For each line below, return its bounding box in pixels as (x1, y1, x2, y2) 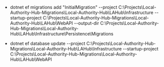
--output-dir (74, 20, 99, 26)
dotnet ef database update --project (10, 40, 86, 46)
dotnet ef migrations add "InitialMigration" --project (10, 4, 118, 10)
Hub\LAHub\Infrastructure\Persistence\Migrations (10, 31, 114, 36)
